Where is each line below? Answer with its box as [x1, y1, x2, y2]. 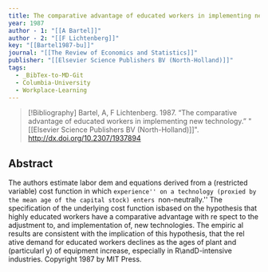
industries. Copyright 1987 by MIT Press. [8, 254, 142, 264]
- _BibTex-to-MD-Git [15, 71, 84, 79]
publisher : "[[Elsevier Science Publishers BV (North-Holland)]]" [8, 57, 234, 65]
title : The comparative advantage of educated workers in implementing [8, 11, 251, 20]
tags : [8, 64, 26, 72]
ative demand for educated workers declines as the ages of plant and [8, 238, 237, 247]
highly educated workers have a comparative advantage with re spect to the [8, 212, 259, 222]
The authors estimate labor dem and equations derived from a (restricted [8, 178, 249, 188]
